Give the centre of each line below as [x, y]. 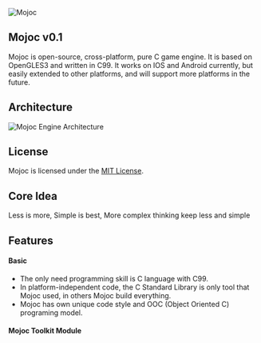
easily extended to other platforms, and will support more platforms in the [129, 74]
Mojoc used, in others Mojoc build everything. [95, 295]
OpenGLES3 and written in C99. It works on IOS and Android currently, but [131, 65]
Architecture [41, 108]
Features [31, 240]
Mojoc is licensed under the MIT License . [76, 171]
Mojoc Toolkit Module [45, 331]
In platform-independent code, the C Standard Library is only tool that [134, 287]
